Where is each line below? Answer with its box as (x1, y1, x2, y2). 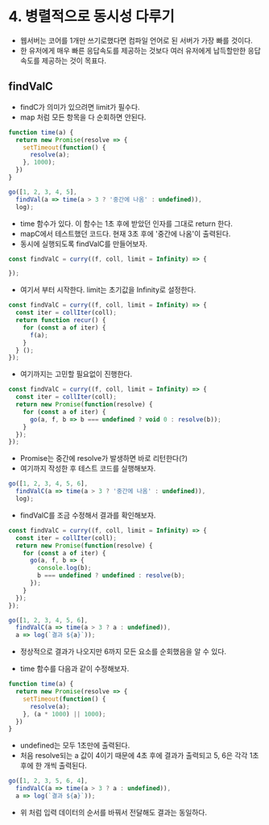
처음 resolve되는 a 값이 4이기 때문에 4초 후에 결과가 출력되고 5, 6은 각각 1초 (19, 751, 259, 760)
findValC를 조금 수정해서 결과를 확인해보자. (19, 510, 156, 520)
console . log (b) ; (37, 564, 92, 572)
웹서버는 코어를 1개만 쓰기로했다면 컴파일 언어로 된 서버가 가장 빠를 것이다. (19, 36, 254, 45)
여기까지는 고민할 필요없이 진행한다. (19, 369, 133, 379)
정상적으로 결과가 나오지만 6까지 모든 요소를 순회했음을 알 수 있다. (19, 647, 227, 656)
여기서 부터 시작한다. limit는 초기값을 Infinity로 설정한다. (19, 285, 197, 295)
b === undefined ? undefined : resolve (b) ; (37, 572, 185, 580)
